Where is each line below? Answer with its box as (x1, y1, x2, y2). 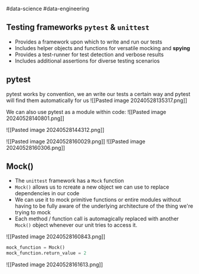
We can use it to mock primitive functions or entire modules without (14, 196, 181, 204)
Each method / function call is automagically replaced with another (14, 215, 179, 223)
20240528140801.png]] (6, 115, 64, 122)
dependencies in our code (14, 190, 80, 197)
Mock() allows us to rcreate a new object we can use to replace (14, 183, 170, 190)
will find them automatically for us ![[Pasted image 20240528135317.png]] (6, 97, 188, 104)
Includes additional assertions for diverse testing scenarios (14, 57, 160, 64)
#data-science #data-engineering (6, 5, 89, 12)
